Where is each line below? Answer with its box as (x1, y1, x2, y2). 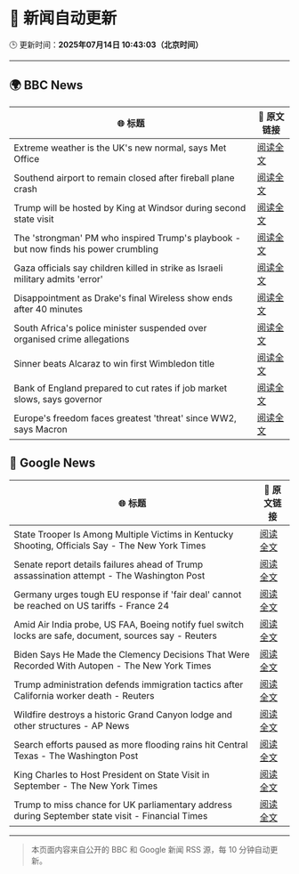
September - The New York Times (13, 780, 158, 792)
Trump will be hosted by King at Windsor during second (13, 201, 246, 214)
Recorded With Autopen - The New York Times (13, 660, 212, 672)
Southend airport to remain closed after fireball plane (13, 171, 235, 183)
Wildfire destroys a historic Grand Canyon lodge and (13, 708, 233, 721)
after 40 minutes (13, 303, 83, 315)
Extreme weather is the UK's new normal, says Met (13, 142, 227, 154)
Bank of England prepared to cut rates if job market (13, 382, 228, 394)
